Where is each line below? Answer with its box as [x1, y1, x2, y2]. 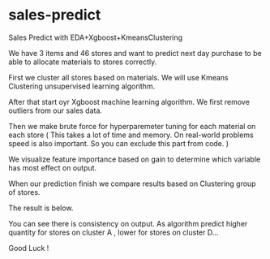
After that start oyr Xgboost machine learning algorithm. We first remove [8, 97, 250, 106]
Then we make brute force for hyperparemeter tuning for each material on [8, 121, 256, 131]
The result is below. [8, 203, 74, 213]
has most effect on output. [8, 162, 97, 172]
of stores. [8, 187, 41, 196]
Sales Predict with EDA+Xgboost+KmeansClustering [8, 32, 183, 42]
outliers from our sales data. [8, 106, 103, 115]
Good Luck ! [8, 243, 49, 253]
